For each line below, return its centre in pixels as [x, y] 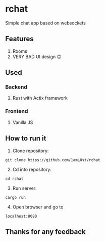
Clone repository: [31, 150]
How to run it [26, 139]
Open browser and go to [38, 207]
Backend [16, 87]
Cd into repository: [32, 169]
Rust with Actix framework [40, 98]
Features [19, 39]
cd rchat [14, 178]
